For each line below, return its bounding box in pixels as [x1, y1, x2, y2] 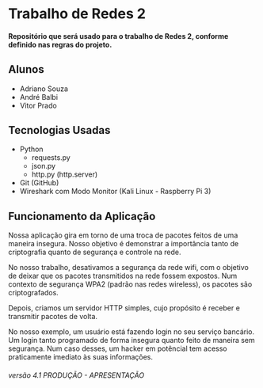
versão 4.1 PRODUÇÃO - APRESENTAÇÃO [8, 370, 145, 380]
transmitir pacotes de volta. [8, 312, 97, 321]
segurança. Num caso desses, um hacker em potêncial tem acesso [8, 344, 227, 353]
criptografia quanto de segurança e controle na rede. [8, 247, 181, 257]
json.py [31, 162, 56, 171]
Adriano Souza [19, 84, 69, 93]
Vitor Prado [19, 101, 57, 110]
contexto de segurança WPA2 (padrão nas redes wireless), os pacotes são [8, 280, 253, 289]
